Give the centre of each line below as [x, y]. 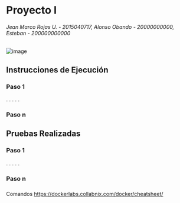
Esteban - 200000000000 [38, 33]
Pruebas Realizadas [43, 134]
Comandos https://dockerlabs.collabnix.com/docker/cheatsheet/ [85, 194]
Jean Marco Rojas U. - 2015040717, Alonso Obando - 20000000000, [90, 26]
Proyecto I [32, 10]
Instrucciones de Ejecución [57, 70]
